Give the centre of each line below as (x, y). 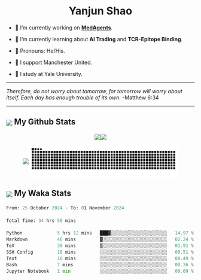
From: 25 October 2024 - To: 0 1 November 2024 (65, 208)
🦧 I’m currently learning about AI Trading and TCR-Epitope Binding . (99, 39)
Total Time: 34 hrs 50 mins (41, 220)
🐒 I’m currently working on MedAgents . (64, 28)
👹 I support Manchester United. (54, 62)
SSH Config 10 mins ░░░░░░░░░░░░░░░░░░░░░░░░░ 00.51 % (100, 252)
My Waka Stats (43, 194)
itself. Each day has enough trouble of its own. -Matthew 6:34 (83, 98)
